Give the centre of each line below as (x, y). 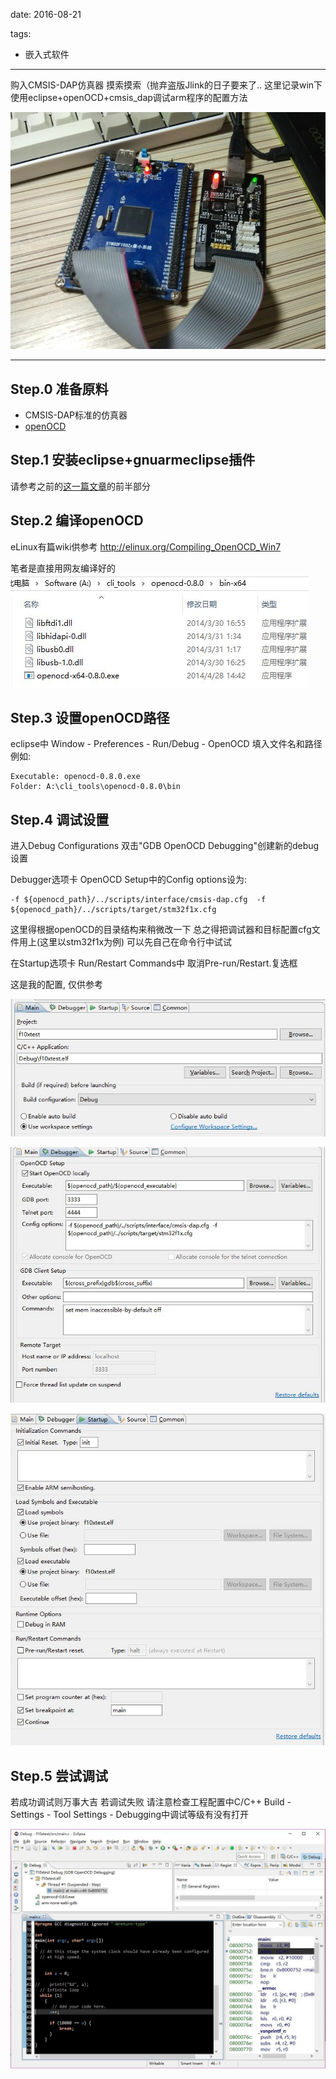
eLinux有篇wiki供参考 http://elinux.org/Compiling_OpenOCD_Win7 (146, 546)
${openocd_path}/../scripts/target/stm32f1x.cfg (113, 910)
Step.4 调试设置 (60, 819)
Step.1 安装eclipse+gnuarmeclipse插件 (133, 460)
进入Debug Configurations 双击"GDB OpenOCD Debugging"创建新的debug (165, 846)
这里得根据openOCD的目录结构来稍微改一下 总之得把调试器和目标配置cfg (161, 930)
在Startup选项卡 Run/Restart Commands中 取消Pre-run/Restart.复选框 (154, 963)
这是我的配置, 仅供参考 (56, 985)
